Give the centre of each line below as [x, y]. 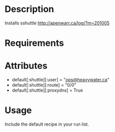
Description [29, 9]
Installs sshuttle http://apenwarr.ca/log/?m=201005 [57, 23]
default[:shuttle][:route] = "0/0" [44, 85]
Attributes [26, 66]
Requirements [34, 43]
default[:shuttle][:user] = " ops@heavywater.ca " [61, 80]
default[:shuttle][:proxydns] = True [47, 90]
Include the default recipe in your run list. [47, 124]
